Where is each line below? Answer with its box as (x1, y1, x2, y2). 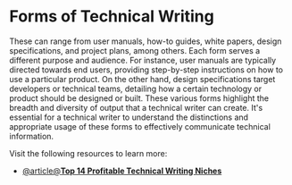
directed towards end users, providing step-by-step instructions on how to (9, 64, 284, 75)
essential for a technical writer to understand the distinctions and (9, 112, 248, 122)
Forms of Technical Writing (9, 6, 214, 27)
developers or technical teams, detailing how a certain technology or (9, 83, 263, 94)
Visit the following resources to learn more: (9, 147, 168, 158)
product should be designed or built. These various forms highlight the (9, 92, 270, 104)
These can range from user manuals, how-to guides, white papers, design (9, 36, 282, 46)
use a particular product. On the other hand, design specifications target (9, 73, 276, 84)
